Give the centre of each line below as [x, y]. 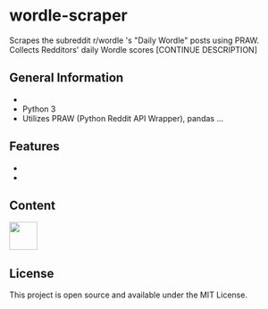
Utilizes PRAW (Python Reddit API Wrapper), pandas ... [123, 118]
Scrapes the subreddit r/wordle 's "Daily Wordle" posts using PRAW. [134, 40]
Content [33, 205]
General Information [67, 78]
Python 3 [39, 109]
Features [34, 147]
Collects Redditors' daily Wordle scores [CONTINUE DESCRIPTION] [133, 49]
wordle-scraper [68, 16]
